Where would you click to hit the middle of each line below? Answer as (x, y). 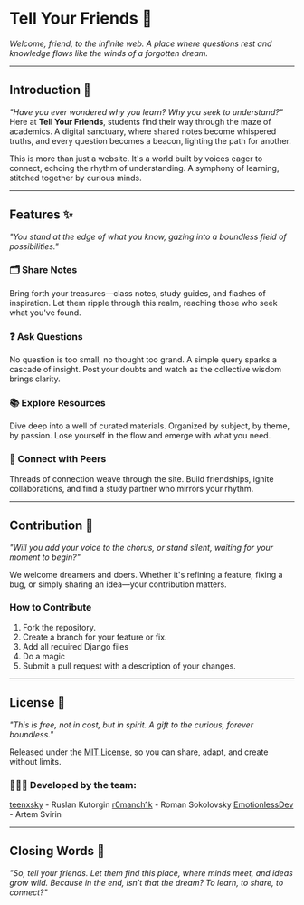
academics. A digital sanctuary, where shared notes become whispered (143, 131)
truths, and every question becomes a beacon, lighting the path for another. (151, 140)
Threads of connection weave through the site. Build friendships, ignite (142, 478)
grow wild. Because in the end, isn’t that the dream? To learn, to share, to (147, 882)
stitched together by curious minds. (76, 178)
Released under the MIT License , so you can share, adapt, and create (139, 752)
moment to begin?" (45, 557)
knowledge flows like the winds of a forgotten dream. (109, 53)
